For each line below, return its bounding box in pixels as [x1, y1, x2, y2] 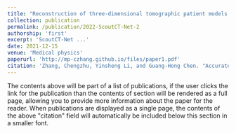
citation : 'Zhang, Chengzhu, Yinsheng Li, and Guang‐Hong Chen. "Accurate [7, 62, 231, 69]
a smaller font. [7, 118, 49, 127]
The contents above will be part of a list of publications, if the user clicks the [7, 81, 228, 90]
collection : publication [7, 17, 80, 24]
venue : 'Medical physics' [7, 50, 83, 57]
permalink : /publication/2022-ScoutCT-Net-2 [7, 23, 140, 30]
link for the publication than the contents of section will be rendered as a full [7, 89, 228, 97]
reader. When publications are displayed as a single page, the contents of [7, 104, 221, 112]
